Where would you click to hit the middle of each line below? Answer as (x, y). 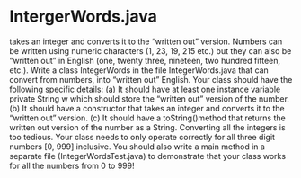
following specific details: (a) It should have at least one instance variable (145, 89)
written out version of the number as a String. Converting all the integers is (147, 127)
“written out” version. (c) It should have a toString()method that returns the (147, 118)
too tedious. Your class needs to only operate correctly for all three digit (142, 137)
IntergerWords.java (83, 17)
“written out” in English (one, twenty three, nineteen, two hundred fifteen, (145, 60)
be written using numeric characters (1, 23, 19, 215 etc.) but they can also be (150, 50)
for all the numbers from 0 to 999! (72, 165)
